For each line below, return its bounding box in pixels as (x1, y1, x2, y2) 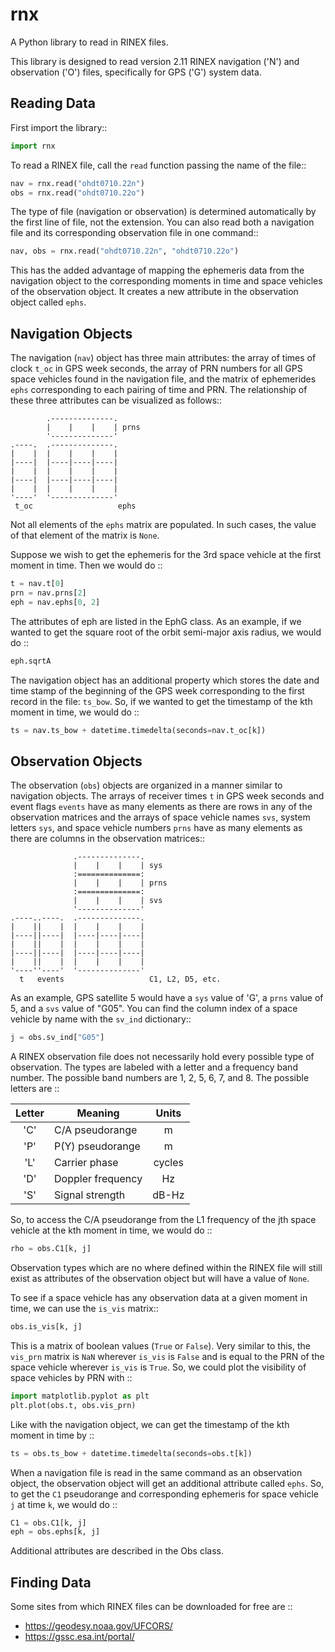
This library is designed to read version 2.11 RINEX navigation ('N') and (10, 55, 300, 67)
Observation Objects (10, 753, 143, 770)
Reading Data (10, 95, 97, 112)
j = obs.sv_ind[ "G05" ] (10, 1033, 105, 1043)
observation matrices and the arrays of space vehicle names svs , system (10, 811, 311, 823)
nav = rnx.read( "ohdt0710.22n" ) (10, 178, 145, 188)
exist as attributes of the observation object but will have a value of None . (10, 1273, 310, 1284)
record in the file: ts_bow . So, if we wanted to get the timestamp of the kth (10, 695, 313, 707)
